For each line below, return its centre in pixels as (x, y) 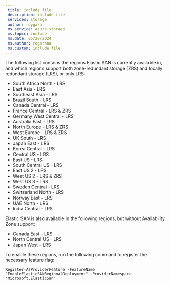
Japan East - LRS (31, 143)
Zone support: (20, 224)
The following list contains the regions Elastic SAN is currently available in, (84, 62)
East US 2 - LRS (30, 170)
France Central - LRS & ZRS (42, 111)
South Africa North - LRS (39, 83)
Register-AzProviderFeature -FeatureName (50, 269)
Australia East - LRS (34, 121)
